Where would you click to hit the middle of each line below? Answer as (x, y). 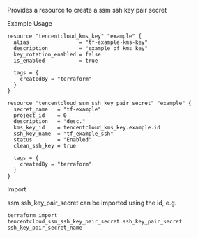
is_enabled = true (56, 61)
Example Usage (30, 23)
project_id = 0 (40, 116)
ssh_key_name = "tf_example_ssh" (63, 134)
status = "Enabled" (53, 140)
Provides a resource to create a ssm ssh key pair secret (87, 10)
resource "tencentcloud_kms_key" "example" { (74, 36)
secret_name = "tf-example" (57, 109)
